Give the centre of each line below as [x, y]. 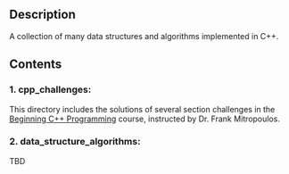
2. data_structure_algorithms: [75, 142]
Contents [36, 65]
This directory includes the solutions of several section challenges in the [142, 109]
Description [42, 15]
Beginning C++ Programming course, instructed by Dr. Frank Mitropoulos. [145, 119]
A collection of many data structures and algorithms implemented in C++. [144, 36]
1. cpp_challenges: [50, 90]
